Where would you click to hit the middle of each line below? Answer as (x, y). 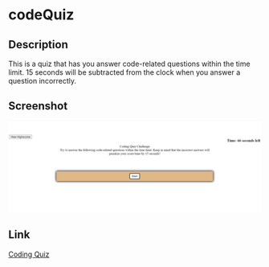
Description (38, 45)
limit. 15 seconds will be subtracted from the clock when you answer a (124, 72)
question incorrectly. (43, 81)
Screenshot (38, 106)
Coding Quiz (29, 254)
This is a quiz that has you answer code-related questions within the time (129, 64)
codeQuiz (41, 15)
